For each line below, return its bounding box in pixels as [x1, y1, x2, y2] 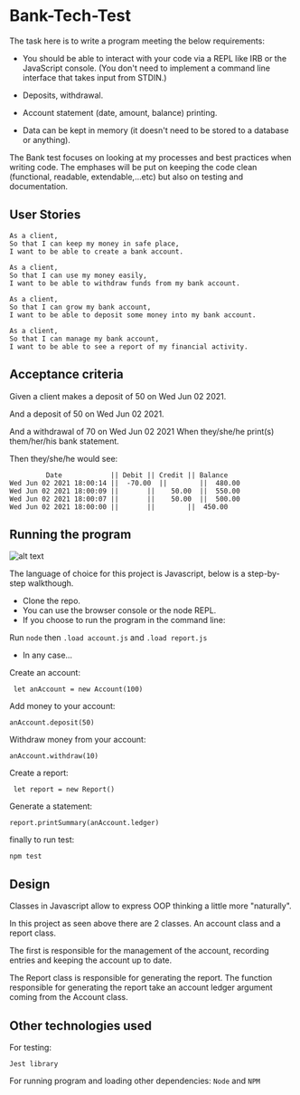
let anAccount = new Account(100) [13, 685, 144, 694]
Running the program [9, 526, 132, 542]
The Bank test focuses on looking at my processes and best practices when [9, 151, 292, 163]
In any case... [22, 649, 73, 661]
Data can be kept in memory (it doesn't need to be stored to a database [22, 124, 289, 136]
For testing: [9, 1042, 52, 1052]
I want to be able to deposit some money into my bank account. [9, 310, 257, 320]
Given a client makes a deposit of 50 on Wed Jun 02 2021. [9, 390, 227, 401]
